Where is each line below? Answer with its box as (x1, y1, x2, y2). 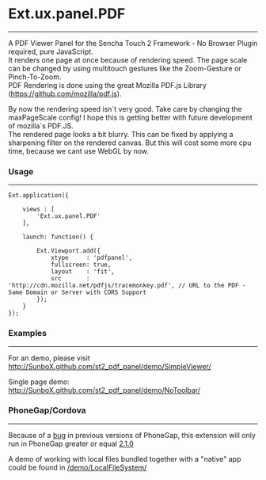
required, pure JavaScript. (8, 47, 93, 56)
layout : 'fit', (50, 268, 115, 276)
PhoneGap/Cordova (8, 405, 86, 416)
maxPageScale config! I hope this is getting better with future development (8, 112, 253, 122)
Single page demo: (8, 377, 70, 387)
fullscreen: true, (50, 261, 112, 269)
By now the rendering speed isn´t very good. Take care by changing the (8, 104, 243, 113)
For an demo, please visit (8, 353, 90, 363)
